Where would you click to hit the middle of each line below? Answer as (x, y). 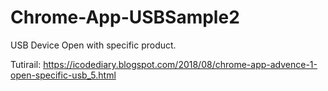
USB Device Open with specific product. (93, 45)
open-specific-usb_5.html (63, 75)
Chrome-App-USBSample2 (125, 17)
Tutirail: (26, 64)
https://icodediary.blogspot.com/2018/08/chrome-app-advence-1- (180, 64)
